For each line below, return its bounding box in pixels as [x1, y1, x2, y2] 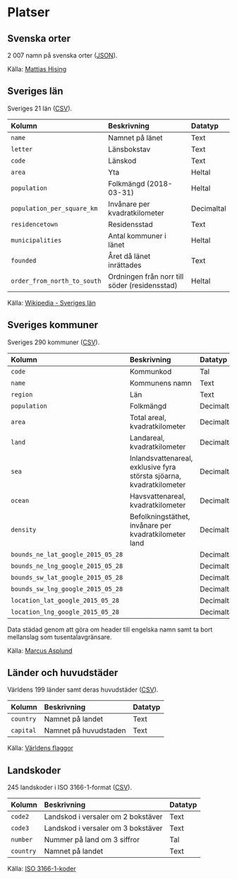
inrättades [108, 260, 142, 269]
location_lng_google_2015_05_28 [11, 607, 120, 616]
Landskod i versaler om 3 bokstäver [44, 823, 163, 833]
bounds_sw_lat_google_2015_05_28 [11, 574, 123, 581]
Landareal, [129, 433, 165, 443]
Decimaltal [190, 203, 226, 213]
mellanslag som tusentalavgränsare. [7, 632, 112, 641]
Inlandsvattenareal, [129, 453, 193, 463]
